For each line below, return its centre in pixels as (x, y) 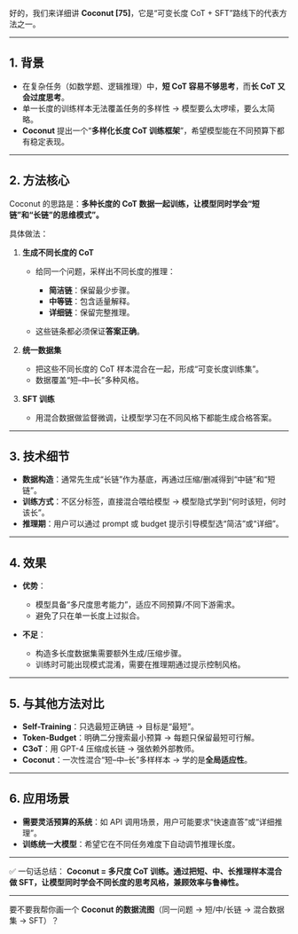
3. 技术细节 (39, 456)
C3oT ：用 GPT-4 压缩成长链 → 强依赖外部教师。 (110, 749)
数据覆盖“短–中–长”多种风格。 (89, 380)
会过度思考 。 (45, 97)
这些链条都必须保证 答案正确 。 (90, 331)
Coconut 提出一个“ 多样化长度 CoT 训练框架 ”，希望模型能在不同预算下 (149, 130)
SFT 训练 (38, 398)
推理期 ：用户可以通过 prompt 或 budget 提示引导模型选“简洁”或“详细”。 (153, 524)
